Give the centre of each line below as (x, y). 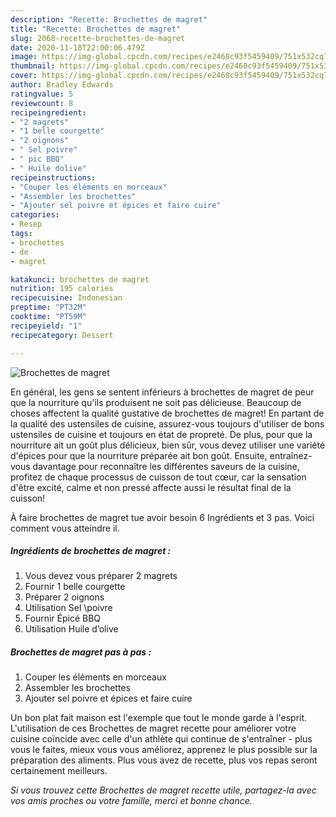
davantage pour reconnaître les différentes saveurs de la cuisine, (166, 466)
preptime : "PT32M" (48, 307)
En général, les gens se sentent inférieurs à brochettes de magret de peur (162, 392)
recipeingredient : (48, 112)
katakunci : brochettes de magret (80, 279)
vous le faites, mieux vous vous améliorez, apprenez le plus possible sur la (164, 750)
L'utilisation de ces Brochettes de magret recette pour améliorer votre (153, 728)
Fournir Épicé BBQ (63, 618)
